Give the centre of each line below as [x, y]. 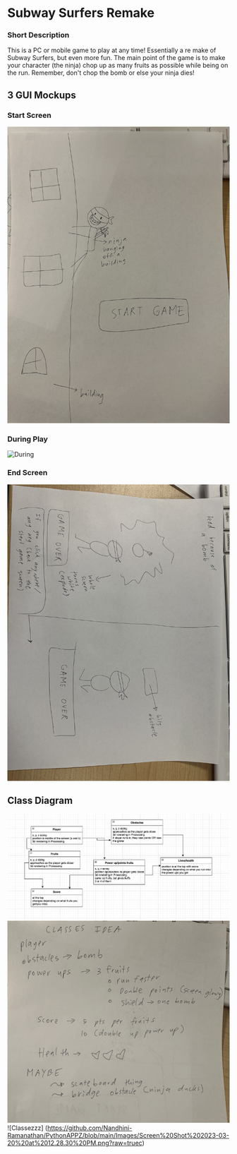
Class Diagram [40, 801]
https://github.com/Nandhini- [90, 1128]
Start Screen [29, 115]
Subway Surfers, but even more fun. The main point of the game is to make [116, 58]
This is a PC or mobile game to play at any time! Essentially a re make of [112, 50]
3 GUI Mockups [42, 95]
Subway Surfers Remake [81, 13]
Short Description [38, 35]
